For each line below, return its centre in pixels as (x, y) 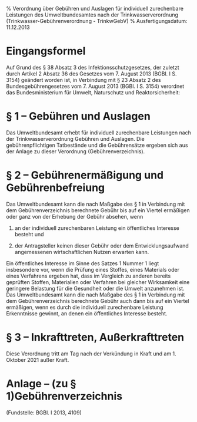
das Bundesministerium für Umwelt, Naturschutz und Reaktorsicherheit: (93, 92)
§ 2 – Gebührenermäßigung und (85, 175)
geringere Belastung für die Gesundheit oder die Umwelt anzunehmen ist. (95, 288)
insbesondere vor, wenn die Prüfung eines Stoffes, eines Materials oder (93, 269)
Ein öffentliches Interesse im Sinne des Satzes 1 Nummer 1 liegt (83, 263)
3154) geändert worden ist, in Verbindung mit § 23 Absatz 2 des (84, 80)
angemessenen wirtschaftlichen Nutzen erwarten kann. (82, 252)
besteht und (29, 234)
